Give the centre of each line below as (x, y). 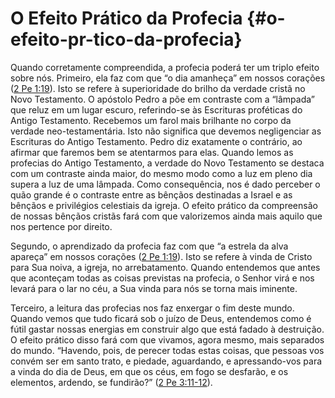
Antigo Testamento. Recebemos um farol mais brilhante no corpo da (151, 120)
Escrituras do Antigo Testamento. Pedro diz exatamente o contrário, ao (156, 141)
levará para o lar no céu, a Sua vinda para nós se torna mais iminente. (154, 288)
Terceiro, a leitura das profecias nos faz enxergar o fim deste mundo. (152, 308)
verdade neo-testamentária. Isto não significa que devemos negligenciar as (166, 131)
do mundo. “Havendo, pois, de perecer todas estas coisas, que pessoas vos (167, 350)
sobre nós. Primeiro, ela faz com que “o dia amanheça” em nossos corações (168, 78)
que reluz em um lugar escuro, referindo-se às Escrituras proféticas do (156, 109)
